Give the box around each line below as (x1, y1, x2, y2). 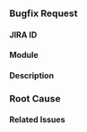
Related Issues (9, 114, 65, 125)
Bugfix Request (9, 7, 78, 20)
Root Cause (9, 92, 61, 104)
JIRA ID (9, 29, 38, 40)
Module (9, 50, 39, 61)
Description (9, 70, 55, 80)
